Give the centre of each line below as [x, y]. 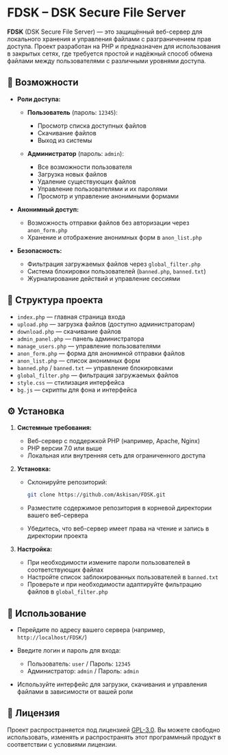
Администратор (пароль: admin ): [76, 153]
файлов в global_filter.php [67, 591]
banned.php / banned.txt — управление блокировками [95, 368]
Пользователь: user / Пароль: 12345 [79, 664]
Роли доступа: [39, 99]
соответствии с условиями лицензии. [62, 744]
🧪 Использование [47, 613]
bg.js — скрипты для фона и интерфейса [77, 390]
